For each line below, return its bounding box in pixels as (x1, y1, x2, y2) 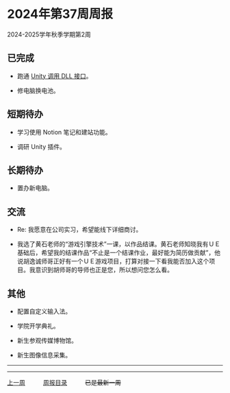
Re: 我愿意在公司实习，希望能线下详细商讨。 (16, 226, 142, 234)
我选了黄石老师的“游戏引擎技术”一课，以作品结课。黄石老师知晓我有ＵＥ (16, 240, 221, 248)
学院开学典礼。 (16, 322, 60, 330)
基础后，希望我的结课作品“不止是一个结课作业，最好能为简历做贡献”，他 (16, 248, 221, 257)
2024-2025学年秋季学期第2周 (7, 30, 91, 38)
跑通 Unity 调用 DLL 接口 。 (16, 71, 92, 80)
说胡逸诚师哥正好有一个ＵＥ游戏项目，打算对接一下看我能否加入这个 (16, 257, 209, 265)
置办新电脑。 (16, 184, 53, 192)
